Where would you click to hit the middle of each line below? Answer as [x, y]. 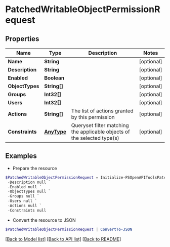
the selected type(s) [95, 138]
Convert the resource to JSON [44, 220]
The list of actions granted [102, 111]
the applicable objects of [100, 132]
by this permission [93, 117]
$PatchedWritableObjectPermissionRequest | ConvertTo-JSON [69, 229]
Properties [22, 39]
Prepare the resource [35, 168]
